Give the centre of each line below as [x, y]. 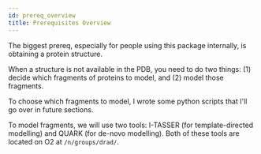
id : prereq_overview [42, 15]
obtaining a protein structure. [55, 54]
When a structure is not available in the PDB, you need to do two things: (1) [130, 69]
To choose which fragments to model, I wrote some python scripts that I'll [128, 101]
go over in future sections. [51, 109]
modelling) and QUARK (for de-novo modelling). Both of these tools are [124, 133]
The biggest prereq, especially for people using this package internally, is [127, 45]
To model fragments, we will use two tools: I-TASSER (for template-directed [131, 125]
